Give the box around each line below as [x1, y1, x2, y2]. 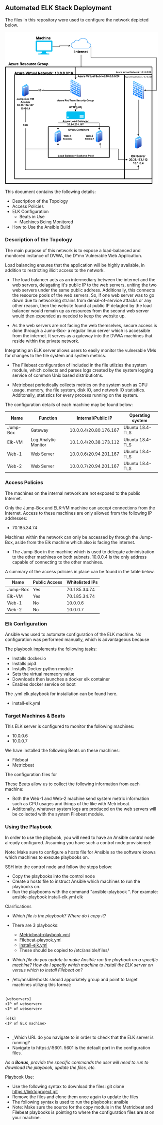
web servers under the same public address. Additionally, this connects [12, 287, 155, 293]
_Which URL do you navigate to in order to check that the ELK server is [12, 1034, 154, 1040]
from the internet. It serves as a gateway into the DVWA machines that [12, 332, 153, 338]
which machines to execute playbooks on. [5, 854, 89, 860]
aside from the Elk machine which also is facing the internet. [15, 539, 136, 545]
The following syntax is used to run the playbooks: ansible [12, 1099, 129, 1105]
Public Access [33, 580, 63, 585]
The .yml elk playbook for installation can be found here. [5, 691, 118, 697]
